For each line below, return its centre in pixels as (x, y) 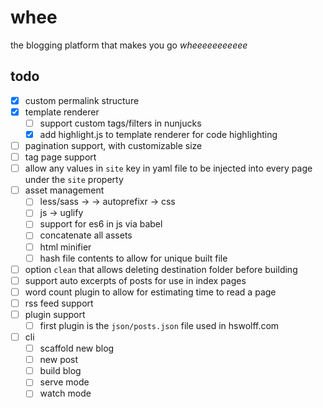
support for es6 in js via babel (101, 224)
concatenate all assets (86, 235)
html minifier (65, 247)
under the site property (74, 180)
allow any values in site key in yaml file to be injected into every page (168, 168)
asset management (64, 190)
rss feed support (59, 303)
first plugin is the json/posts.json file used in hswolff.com (159, 325)
